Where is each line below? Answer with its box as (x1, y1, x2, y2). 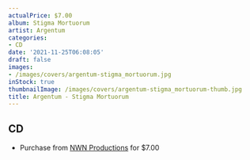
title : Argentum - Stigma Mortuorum (8, 93, 129, 101)
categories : (8, 33, 47, 42)
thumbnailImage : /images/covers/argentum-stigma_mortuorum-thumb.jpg (8, 85, 243, 93)
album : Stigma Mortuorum (8, 19, 90, 27)
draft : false (8, 56, 51, 64)
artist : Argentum (8, 26, 66, 34)
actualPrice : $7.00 (8, 11, 73, 20)
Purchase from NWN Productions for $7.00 (19, 143, 160, 153)
